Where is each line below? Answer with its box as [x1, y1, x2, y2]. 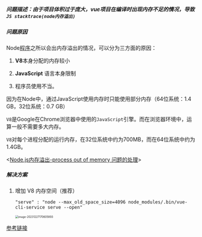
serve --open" [47, 205, 83, 211]
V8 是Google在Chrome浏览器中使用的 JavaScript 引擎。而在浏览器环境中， [6, 116, 187, 123]
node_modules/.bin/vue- [128, 199, 188, 205]
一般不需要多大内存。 [11, 123, 64, 130]
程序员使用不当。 [14, 83, 58, 90]
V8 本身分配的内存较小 [14, 57, 70, 64]
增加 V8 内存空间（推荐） [14, 187, 78, 194]
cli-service [14, 205, 45, 211]
